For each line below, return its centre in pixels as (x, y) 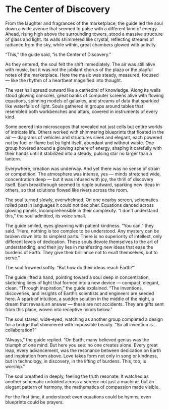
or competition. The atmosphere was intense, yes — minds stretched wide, (83, 174)
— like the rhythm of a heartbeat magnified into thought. (64, 80)
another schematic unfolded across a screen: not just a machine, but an (80, 381)
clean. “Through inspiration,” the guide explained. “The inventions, (74, 288)
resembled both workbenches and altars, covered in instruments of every (81, 111)
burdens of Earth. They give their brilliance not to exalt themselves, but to (81, 252)
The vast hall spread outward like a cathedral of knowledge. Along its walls (83, 90)
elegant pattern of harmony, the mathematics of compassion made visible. (82, 387)
